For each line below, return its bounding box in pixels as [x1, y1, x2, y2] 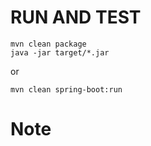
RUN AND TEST [10, 6, 142, 29]
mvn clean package [10, 39, 87, 49]
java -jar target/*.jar [10, 47, 110, 58]
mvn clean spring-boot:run [10, 84, 123, 95]
